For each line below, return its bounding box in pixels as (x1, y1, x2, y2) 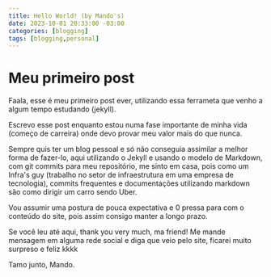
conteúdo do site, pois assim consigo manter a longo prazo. (8, 212, 208, 221)
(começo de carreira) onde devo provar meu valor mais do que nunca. (8, 128, 243, 138)
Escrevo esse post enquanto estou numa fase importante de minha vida (8, 120, 248, 130)
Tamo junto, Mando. (8, 260, 75, 270)
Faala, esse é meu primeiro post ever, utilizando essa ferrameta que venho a (8, 96, 263, 106)
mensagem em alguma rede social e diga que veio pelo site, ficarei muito (8, 236, 252, 246)
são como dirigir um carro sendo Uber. (8, 187, 138, 197)
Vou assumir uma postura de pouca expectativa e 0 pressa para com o (8, 203, 244, 212)
